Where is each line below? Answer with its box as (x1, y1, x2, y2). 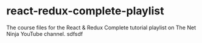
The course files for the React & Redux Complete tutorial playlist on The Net (6, 24, 197, 31)
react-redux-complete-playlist (6, 4, 164, 18)
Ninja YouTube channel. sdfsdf (6, 30, 83, 37)
